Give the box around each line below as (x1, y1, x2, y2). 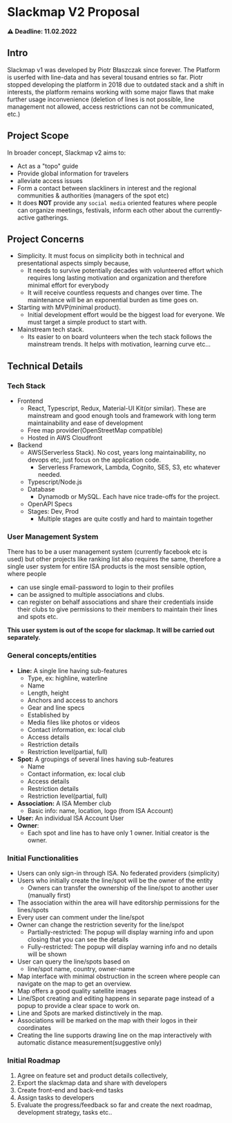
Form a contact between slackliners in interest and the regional (17, 184, 197, 192)
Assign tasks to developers (17, 1093, 95, 1102)
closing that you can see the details (27, 935, 129, 943)
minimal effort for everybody (27, 281, 109, 290)
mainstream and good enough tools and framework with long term (27, 412, 216, 420)
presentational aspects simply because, (17, 259, 130, 268)
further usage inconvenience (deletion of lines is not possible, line (7, 95, 195, 103)
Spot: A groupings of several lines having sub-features (17, 755, 174, 763)
